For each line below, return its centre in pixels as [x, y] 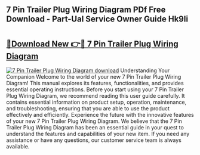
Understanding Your [145, 70]
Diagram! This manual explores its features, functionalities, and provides [95, 83]
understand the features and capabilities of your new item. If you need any [98, 134]
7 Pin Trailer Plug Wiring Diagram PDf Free [86, 10]
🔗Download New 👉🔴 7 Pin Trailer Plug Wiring [93, 44]
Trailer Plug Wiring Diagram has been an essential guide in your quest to [95, 127]
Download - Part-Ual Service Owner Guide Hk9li [97, 19]
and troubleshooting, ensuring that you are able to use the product [88, 108]
